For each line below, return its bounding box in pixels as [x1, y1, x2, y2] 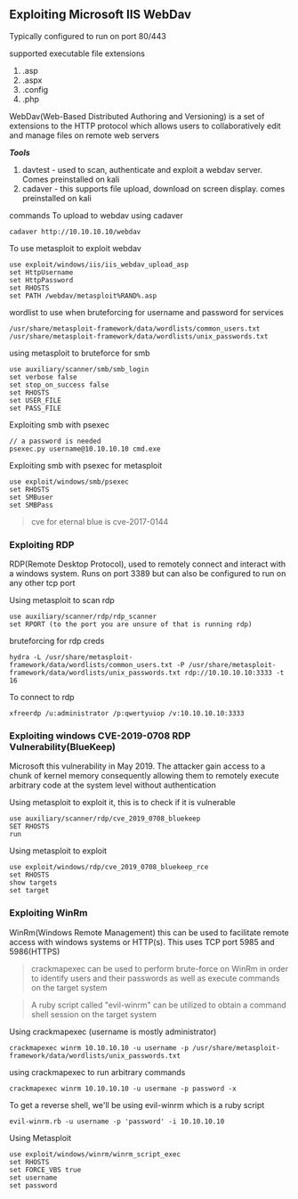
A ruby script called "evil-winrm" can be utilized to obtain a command [30, 999, 286, 1010]
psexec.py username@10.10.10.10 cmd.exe [9, 445, 162, 453]
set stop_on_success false [9, 380, 109, 389]
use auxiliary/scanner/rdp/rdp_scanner [9, 612, 157, 622]
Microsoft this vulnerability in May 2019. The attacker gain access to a [9, 761, 266, 771]
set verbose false [9, 372, 77, 381]
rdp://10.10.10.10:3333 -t [183, 668, 285, 678]
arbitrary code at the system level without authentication [9, 779, 216, 791]
